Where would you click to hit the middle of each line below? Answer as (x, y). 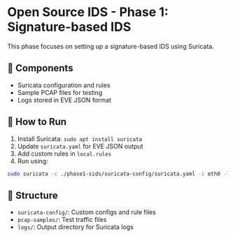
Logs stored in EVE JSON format (64, 100)
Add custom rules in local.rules (64, 154)
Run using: (33, 161)
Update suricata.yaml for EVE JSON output (80, 146)
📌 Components (40, 68)
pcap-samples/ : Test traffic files (62, 220)
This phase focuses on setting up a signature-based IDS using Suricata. (111, 46)
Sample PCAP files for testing (60, 92)
